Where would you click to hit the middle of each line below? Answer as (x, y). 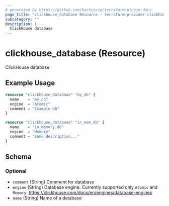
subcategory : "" (22, 19)
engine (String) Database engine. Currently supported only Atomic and (85, 187)
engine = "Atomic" (30, 104)
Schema (18, 157)
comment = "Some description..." (45, 136)
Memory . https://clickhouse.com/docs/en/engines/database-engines (82, 193)
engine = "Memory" (30, 132)
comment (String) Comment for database (53, 182)
